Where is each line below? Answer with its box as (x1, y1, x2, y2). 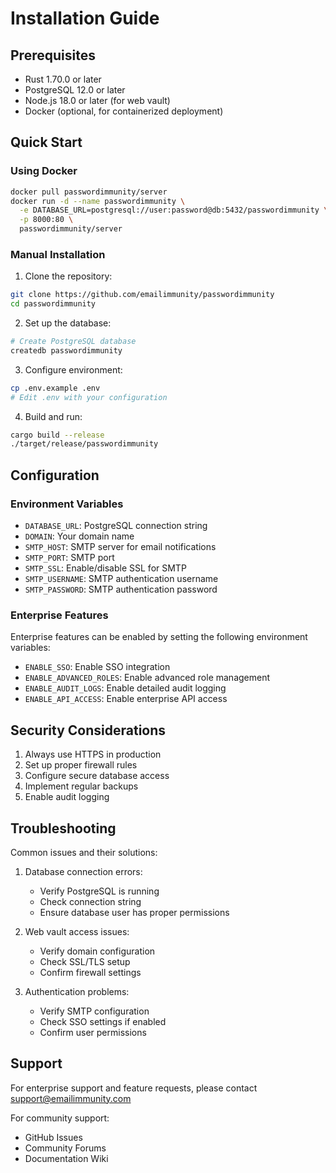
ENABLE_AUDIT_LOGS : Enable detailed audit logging (24, 682, 227, 694)
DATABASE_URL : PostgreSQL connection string (24, 520, 208, 532)
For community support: (10, 1112, 110, 1124)
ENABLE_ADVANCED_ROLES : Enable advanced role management (24, 672, 271, 684)
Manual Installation (10, 247, 106, 261)
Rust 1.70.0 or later (24, 73, 102, 85)
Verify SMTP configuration (39, 1005, 150, 1017)
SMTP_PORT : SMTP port (24, 552, 115, 564)
